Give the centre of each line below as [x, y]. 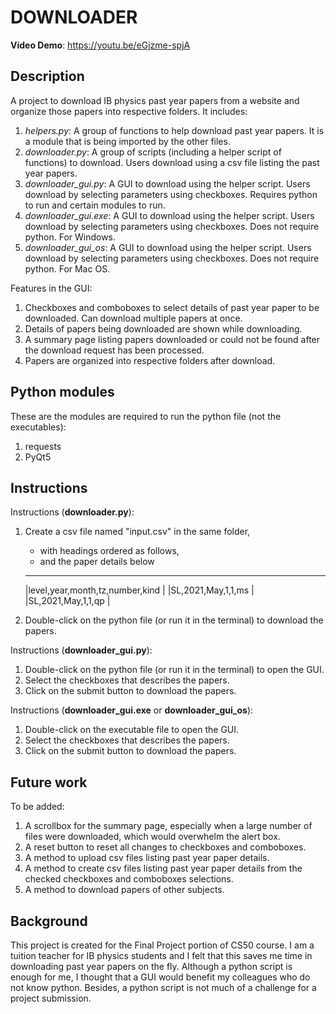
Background [49, 921]
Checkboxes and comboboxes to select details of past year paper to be [172, 307]
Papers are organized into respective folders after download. [150, 360]
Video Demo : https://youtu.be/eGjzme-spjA [100, 45]
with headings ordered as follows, [109, 551]
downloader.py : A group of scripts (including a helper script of [153, 152]
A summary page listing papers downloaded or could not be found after [172, 339]
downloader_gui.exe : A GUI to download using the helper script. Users [169, 215]
